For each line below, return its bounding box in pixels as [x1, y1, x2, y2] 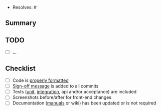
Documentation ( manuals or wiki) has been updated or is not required [12, 100, 156, 106]
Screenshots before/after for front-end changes [12, 94, 112, 100]
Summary [5, 19, 37, 27]
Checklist [5, 64, 36, 72]
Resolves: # [12, 5, 37, 10]
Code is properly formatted [12, 77, 69, 83]
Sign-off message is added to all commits [12, 83, 99, 89]
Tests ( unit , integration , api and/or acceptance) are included [12, 89, 137, 95]
